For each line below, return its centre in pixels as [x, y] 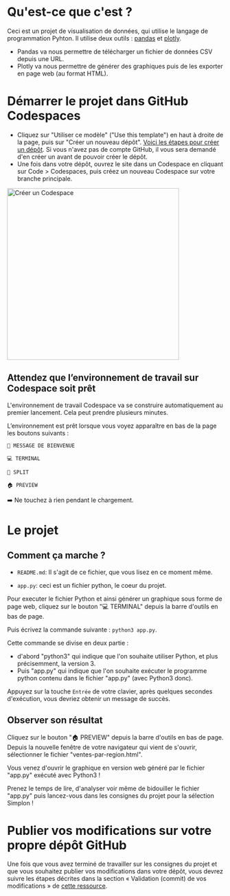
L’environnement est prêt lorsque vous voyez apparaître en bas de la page [112, 426]
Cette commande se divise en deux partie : [68, 643]
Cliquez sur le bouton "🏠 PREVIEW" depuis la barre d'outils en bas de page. [115, 737]
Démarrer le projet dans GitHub [98, 101]
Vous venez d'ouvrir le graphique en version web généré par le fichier [106, 768]
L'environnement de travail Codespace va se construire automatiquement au [115, 405]
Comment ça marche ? [56, 556]
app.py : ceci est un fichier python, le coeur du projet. [92, 585]
